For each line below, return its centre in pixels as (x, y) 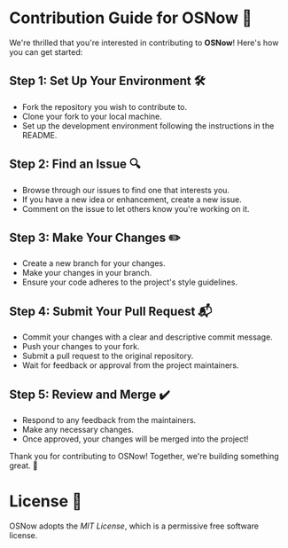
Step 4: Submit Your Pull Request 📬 (111, 311)
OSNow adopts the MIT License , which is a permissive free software (134, 526)
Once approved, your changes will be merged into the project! (135, 439)
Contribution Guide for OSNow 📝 (131, 18)
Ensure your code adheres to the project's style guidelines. (129, 282)
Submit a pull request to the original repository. (108, 356)
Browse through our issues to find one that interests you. (126, 190)
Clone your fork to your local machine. (92, 116)
